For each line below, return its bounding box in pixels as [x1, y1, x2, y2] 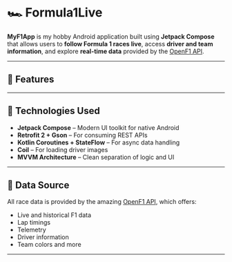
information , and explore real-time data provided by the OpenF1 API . [7, 47, 205, 55]
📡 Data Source [7, 179, 70, 191]
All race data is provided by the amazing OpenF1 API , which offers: [7, 198, 197, 206]
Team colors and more [17, 241, 81, 249]
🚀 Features [7, 73, 55, 86]
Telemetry [17, 225, 46, 234]
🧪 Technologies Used [7, 105, 100, 117]
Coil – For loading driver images [17, 145, 108, 153]
